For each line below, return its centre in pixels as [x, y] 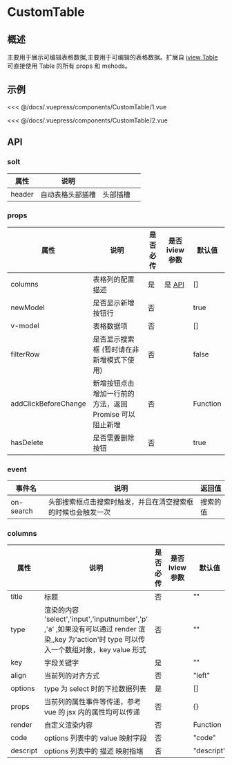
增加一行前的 [114, 393]
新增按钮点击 [114, 383]
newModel [28, 307]
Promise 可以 [114, 414]
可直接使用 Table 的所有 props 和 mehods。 [69, 66]
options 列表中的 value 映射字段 [95, 738]
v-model [25, 325]
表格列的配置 [114, 279]
